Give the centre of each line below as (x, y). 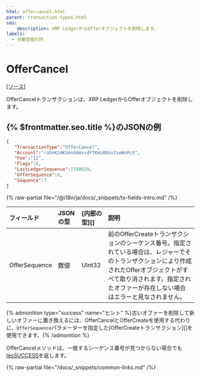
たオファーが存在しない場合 (147, 288)
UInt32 (92, 265)
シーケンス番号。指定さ (159, 243)
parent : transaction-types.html (46, 17)
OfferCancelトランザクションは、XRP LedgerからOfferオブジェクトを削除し (100, 99)
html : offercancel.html (36, 12)
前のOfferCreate (131, 234)
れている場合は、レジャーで (147, 252)
